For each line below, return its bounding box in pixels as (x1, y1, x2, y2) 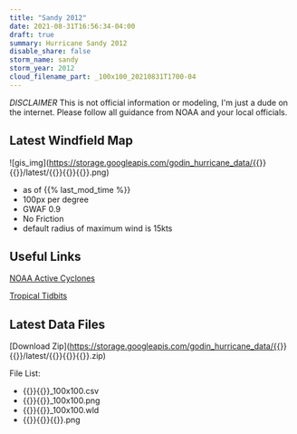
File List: (9, 368, 41, 379)
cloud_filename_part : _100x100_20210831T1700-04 (9, 72, 196, 82)
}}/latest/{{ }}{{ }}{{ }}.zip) (15, 351, 107, 362)
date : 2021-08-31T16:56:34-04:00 (9, 22, 136, 31)
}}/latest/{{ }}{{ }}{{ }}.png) (15, 167, 110, 178)
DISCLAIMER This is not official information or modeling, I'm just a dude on (9, 97, 288, 108)
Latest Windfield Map (9, 133, 133, 149)
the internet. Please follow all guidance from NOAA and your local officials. (9, 106, 288, 118)
